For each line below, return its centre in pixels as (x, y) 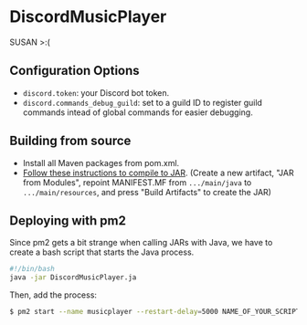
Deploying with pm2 (68, 220)
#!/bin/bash (32, 269)
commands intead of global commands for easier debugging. (138, 112)
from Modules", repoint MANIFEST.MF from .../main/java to (137, 182)
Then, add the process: (53, 295)
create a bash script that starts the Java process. (102, 252)
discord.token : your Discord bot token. (96, 92)
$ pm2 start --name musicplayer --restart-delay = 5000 (114, 312)
